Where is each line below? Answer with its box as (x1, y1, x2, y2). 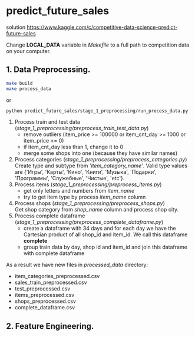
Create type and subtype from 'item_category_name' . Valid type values (14, 162, 187, 169)
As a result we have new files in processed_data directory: (6, 261, 148, 269)
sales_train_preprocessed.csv (14, 279, 87, 286)
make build (6, 80, 33, 86)
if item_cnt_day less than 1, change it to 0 (23, 143, 124, 151)
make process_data (6, 85, 51, 92)
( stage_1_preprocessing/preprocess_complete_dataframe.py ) (14, 219, 164, 226)
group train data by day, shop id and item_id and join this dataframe (23, 243, 187, 251)
